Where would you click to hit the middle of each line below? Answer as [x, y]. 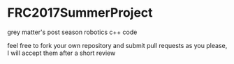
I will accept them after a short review [61, 53]
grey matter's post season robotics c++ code [72, 32]
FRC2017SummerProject [80, 13]
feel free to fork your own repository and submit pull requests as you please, [117, 45]
